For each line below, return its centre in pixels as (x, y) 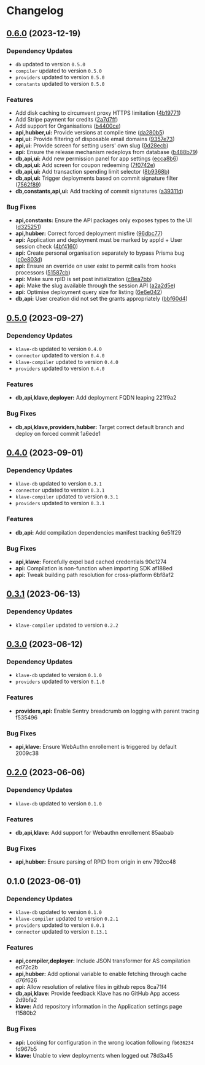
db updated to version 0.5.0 (50, 64)
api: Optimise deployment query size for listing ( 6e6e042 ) (89, 292)
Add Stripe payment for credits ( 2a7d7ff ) (67, 120)
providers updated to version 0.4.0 (60, 368)
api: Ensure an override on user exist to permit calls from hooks (96, 266)
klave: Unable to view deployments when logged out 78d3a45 (94, 1055)
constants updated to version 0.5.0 (60, 83)
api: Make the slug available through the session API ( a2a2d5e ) (95, 285)
